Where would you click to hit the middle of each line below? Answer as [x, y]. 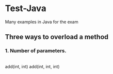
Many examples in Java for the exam [42, 22]
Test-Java [26, 8]
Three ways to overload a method [57, 37]
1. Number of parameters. [36, 51]
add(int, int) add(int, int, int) [32, 66]
